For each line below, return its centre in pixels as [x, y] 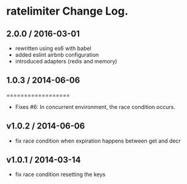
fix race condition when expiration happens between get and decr [98, 141]
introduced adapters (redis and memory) [66, 61]
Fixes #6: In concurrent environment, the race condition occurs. [95, 107]
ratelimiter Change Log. [67, 11]
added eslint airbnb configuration [57, 55]
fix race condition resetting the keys [60, 174]
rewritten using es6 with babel [53, 48]
